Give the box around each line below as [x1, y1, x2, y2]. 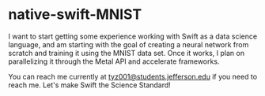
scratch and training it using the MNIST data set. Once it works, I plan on [8, 48, 245, 57]
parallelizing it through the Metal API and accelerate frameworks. [8, 57, 220, 66]
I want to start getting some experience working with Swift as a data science [8, 31, 258, 41]
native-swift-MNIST [8, 6, 142, 24]
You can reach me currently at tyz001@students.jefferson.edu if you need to [8, 72, 258, 81]
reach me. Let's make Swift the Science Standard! [8, 80, 172, 90]
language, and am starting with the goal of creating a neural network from [8, 39, 249, 49]
